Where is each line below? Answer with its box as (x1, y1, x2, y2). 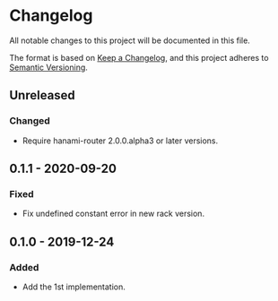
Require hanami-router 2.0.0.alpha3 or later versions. (22, 135, 219, 146)
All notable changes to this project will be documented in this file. (9, 35, 251, 46)
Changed (9, 115, 51, 127)
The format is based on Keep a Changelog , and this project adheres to (9, 52, 269, 63)
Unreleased (9, 88, 76, 103)
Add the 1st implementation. (22, 281, 126, 292)
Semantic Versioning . (9, 62, 88, 73)
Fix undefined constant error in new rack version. (22, 208, 204, 219)
